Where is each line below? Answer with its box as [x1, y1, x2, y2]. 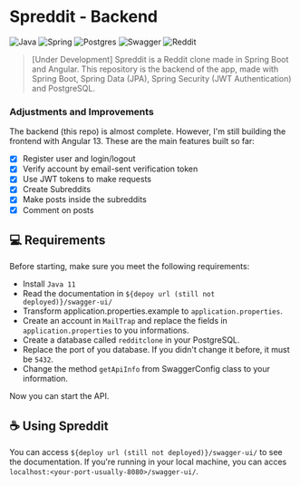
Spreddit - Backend [9, 6, 159, 27]
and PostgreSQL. [31, 83, 95, 93]
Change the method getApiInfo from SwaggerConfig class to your [22, 364, 270, 374]
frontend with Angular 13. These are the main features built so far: [9, 136, 256, 147]
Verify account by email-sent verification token [22, 163, 198, 174]
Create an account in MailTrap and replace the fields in [22, 316, 228, 326]
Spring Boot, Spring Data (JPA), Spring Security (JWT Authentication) [31, 73, 292, 83]
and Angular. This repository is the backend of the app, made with [31, 63, 279, 74]
